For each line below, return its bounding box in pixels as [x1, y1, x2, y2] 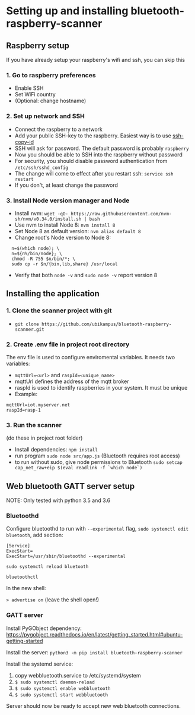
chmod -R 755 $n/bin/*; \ [11, 256, 76, 262]
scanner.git [14, 326, 44, 333]
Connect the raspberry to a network [14, 126, 103, 133]
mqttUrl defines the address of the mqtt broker [14, 378, 129, 385]
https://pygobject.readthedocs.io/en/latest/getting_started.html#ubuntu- [6, 631, 183, 638]
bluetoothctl [6, 574, 39, 581]
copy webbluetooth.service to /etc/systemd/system [14, 672, 141, 679]
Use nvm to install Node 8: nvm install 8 [14, 221, 116, 228]
